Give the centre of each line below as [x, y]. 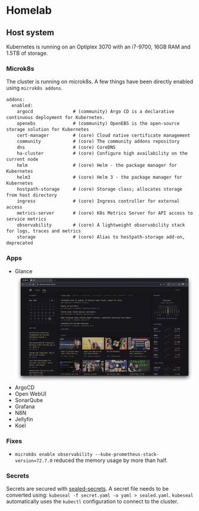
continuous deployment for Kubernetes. [56, 118]
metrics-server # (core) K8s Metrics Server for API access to [105, 213]
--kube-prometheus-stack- [127, 455]
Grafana [25, 406]
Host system [30, 33]
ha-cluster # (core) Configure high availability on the [102, 154]
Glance [24, 271]
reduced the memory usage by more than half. [111, 460]
